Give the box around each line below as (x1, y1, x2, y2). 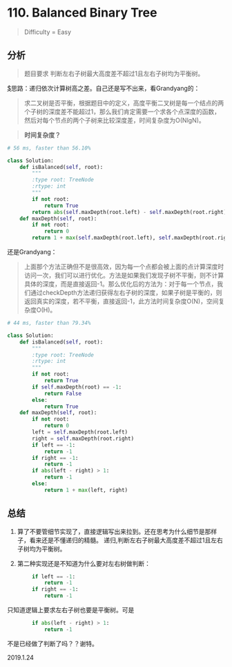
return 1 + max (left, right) (43, 486, 128, 493)
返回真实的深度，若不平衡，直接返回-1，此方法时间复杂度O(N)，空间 (23, 297, 219, 305)
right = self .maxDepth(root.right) (32, 435, 135, 442)
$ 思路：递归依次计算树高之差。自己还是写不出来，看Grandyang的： (7, 84, 200, 92)
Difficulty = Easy (23, 28, 71, 36)
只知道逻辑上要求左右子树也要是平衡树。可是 (7, 606, 135, 614)
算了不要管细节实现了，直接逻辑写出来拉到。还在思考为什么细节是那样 (17, 527, 217, 535)
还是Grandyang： (7, 248, 57, 256)
